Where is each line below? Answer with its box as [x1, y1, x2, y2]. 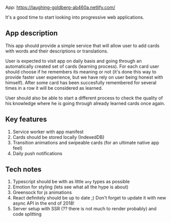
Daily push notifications [12, 150, 63, 156]
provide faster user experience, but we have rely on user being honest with [5, 74, 163, 80]
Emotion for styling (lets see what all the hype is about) [12, 184, 129, 190]
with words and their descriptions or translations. [5, 48, 109, 54]
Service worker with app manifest [12, 129, 84, 135]
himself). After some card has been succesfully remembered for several [5, 79, 157, 86]
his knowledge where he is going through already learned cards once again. [5, 100, 165, 106]
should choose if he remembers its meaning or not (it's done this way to [5, 68, 157, 75]
